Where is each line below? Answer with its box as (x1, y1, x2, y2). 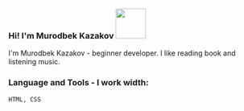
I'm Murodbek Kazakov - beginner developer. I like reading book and (8, 48, 236, 58)
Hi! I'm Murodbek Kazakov (8, 30, 114, 41)
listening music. (8, 57, 60, 67)
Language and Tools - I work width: (8, 77, 149, 88)
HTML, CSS (8, 95, 42, 104)
